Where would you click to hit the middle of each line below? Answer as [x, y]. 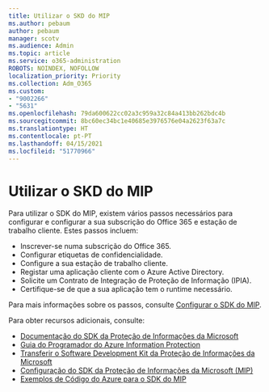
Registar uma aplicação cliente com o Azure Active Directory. [122, 272]
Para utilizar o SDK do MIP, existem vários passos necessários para [120, 213]
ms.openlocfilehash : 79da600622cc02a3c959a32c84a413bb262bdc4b [117, 114]
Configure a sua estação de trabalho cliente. [94, 263]
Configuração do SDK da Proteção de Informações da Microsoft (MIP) [137, 371]
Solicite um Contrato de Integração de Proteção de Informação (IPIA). [136, 280]
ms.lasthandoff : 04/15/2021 [56, 143]
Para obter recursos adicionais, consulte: [77, 321]
